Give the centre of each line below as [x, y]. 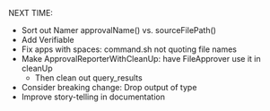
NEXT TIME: [30, 13]
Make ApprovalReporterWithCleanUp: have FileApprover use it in [141, 59]
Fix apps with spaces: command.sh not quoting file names [129, 49]
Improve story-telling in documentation [93, 97]
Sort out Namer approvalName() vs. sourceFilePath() [119, 30]
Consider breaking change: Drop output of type [109, 87]
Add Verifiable [48, 40]
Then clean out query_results [88, 78]
